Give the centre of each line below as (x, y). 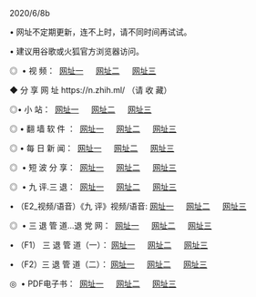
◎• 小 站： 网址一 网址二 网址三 (81, 109)
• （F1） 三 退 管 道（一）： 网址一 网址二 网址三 (109, 245)
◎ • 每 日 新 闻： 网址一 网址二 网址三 (92, 148)
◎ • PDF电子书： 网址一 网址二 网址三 (93, 283)
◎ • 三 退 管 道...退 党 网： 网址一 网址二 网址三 (111, 225)
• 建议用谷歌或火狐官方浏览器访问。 (77, 51)
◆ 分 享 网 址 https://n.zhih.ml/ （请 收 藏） (91, 90)
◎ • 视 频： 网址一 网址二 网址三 (83, 71)
